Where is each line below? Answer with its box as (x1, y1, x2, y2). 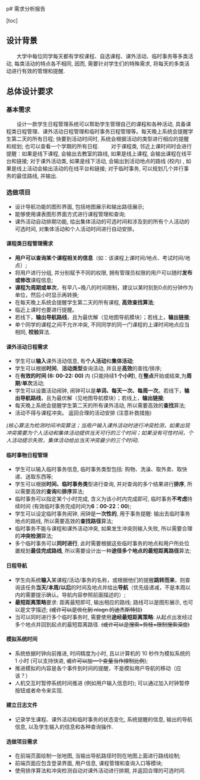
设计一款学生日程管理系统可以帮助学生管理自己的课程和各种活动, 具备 (17, 120, 186, 128)
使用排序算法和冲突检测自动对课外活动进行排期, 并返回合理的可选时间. (14, 767, 186, 774)
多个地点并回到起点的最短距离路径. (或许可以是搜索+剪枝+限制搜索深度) (14, 620, 190, 628)
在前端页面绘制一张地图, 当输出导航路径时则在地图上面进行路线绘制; (14, 752, 181, 759)
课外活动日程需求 (6, 343, 48, 350)
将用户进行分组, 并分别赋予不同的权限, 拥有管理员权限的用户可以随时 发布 (14, 269, 193, 276)
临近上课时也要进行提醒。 (14, 306, 78, 313)
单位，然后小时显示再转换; (14, 291, 80, 298)
